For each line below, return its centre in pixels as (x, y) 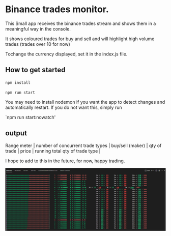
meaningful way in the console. (38, 28)
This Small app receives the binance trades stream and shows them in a (81, 23)
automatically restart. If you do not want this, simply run (64, 107)
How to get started (35, 70)
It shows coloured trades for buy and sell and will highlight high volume (80, 39)
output (16, 133)
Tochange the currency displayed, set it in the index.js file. (66, 54)
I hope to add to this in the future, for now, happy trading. (65, 161)
